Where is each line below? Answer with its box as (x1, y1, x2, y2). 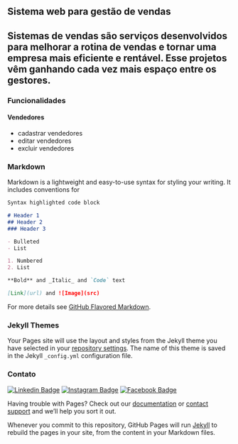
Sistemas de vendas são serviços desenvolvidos (7, 30, 228, 42)
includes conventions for (7, 185, 80, 194)
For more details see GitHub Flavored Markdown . (7, 302, 151, 311)
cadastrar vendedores (17, 129, 83, 137)
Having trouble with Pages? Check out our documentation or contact (7, 399, 208, 408)
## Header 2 (7, 218, 43, 226)
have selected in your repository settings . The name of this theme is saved (7, 344, 226, 352)
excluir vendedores (17, 144, 75, 152)
